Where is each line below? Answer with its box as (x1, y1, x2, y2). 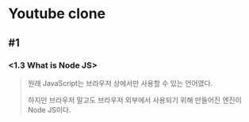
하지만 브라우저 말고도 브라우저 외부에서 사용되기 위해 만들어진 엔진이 (27, 95, 242, 105)
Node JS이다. (27, 105, 71, 114)
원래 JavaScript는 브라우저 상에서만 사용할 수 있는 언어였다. (27, 78, 213, 87)
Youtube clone (8, 5, 105, 23)
